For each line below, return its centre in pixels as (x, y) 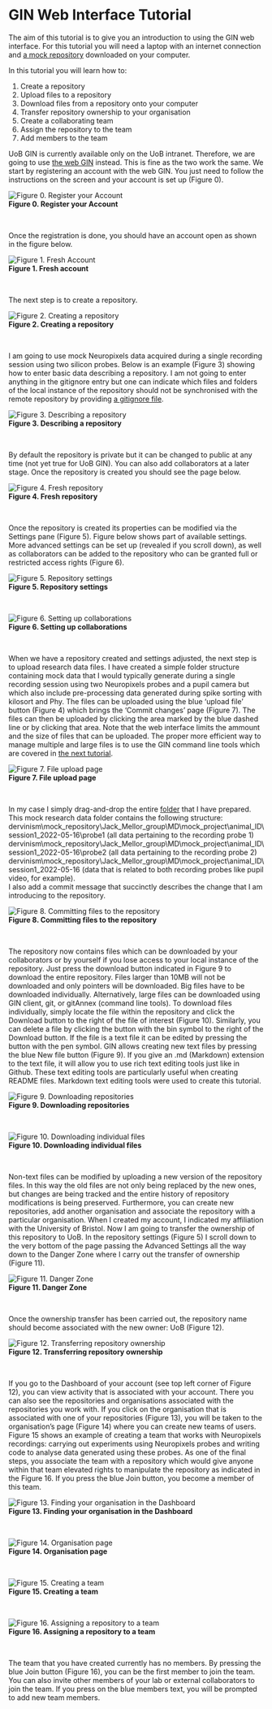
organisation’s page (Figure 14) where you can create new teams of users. (132, 1426)
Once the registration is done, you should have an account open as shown (133, 235)
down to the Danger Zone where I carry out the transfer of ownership (124, 1254)
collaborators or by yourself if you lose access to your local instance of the (134, 959)
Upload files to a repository (66, 94)
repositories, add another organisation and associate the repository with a (132, 1211)
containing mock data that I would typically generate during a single (122, 675)
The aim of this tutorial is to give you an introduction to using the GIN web (132, 37)
